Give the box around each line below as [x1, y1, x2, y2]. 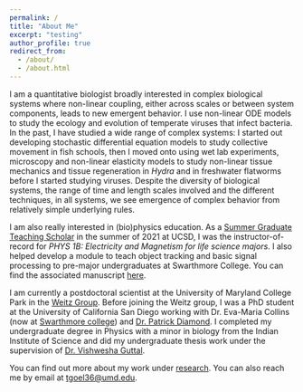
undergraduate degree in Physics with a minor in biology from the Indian [9, 325, 279, 336]
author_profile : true [9, 38, 91, 48]
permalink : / [9, 13, 59, 23]
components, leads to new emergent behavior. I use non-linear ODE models [9, 108, 292, 119]
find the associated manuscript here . [9, 269, 147, 281]
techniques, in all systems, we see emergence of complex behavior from [9, 194, 280, 205]
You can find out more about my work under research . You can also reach [9, 362, 285, 373]
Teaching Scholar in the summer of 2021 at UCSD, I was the [9, 231, 232, 242]
